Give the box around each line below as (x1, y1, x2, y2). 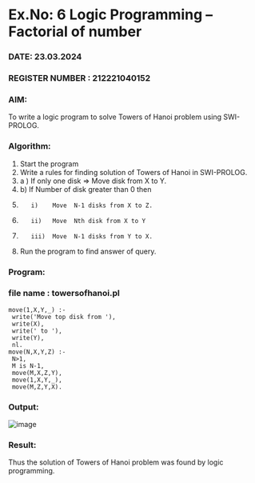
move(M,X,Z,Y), (11, 369, 62, 377)
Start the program (19, 158, 79, 169)
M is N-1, (11, 361, 45, 369)
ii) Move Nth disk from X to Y (30, 217, 146, 225)
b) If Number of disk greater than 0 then (19, 184, 152, 194)
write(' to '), (11, 326, 62, 335)
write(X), (11, 320, 45, 328)
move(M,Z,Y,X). (11, 382, 62, 391)
